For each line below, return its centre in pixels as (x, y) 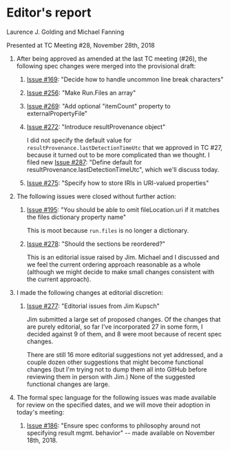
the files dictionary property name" (76, 217)
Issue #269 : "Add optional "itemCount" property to (98, 106)
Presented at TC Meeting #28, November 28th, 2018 (81, 45)
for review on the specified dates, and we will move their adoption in (113, 405)
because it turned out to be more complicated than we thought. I (118, 155)
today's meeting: (40, 412)
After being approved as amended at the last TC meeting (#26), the (112, 58)
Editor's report (49, 13)
